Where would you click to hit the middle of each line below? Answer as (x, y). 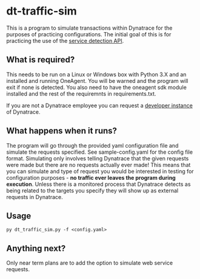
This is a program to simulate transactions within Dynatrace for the (89, 28)
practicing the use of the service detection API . (65, 41)
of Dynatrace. (23, 112)
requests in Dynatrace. (35, 197)
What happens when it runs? (62, 131)
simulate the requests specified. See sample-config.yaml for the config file (99, 152)
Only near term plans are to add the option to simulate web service (90, 263)
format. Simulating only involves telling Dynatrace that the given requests (98, 158)
